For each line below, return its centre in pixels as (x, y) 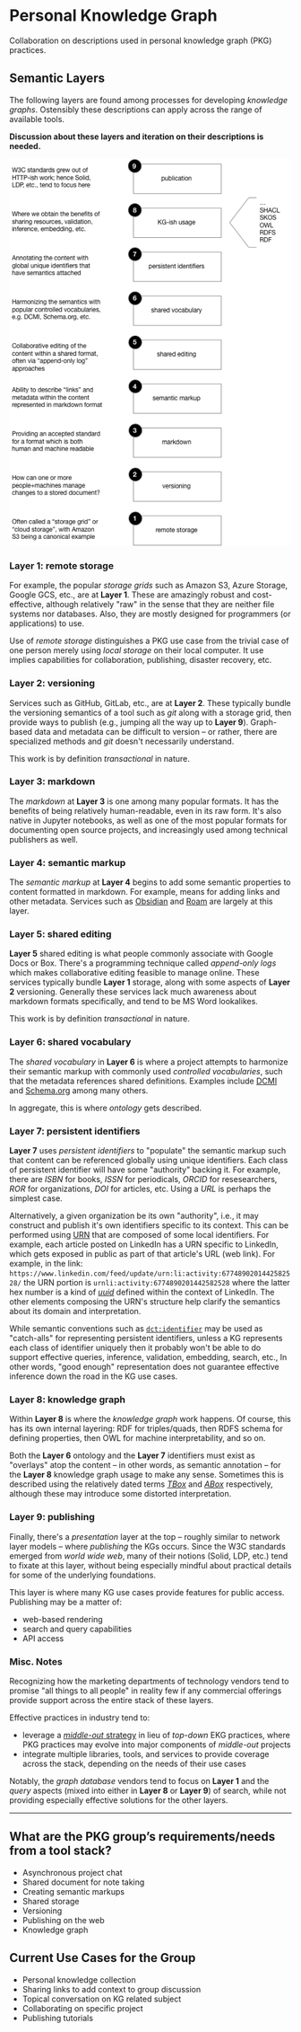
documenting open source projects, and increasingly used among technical (149, 830)
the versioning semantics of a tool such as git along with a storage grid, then (150, 712)
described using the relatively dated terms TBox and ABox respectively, (141, 1484)
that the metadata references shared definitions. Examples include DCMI (143, 1081)
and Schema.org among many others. (79, 1090)
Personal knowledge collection (79, 1979)
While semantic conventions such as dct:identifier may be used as (136, 1329)
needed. (26, 146)
